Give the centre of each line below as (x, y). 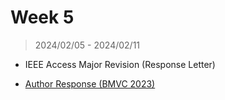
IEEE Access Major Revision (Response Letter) (120, 64)
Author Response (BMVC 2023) (90, 83)
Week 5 (42, 17)
